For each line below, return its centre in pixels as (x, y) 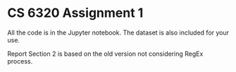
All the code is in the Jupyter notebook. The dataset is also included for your (118, 32)
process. (20, 61)
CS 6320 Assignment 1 (75, 13)
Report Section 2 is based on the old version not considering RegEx (105, 54)
